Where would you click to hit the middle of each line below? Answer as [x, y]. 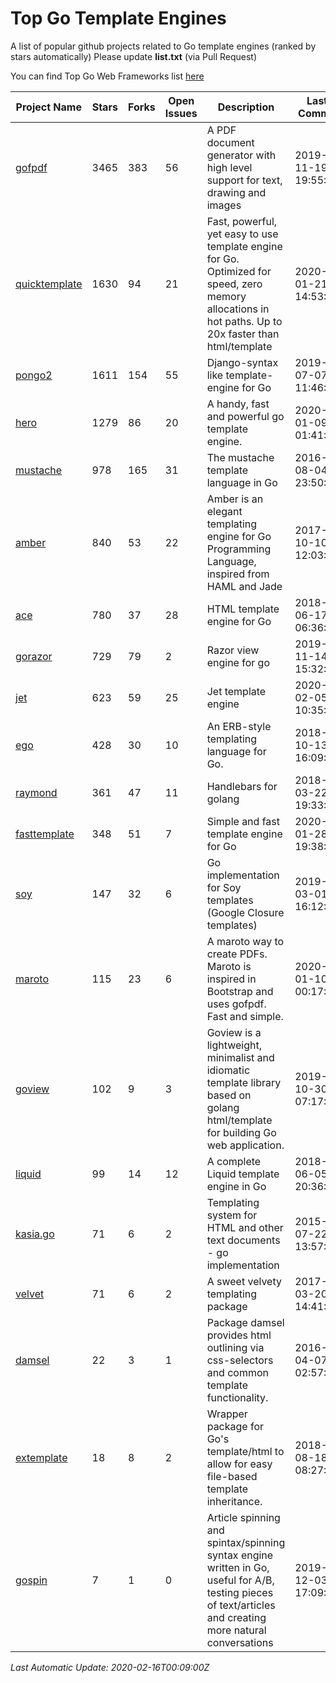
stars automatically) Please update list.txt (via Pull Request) [134, 56]
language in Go [242, 482]
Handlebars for [242, 786]
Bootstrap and [240, 991]
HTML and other [245, 1227]
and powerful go [245, 416]
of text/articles [241, 1605]
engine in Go [236, 1186]
